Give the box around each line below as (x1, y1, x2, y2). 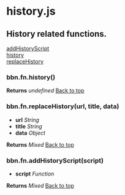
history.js (6, 4, 56, 18)
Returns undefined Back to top (6, 87, 85, 94)
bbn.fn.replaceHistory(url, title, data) (6, 102, 119, 111)
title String (15, 122, 43, 130)
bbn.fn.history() (6, 73, 56, 81)
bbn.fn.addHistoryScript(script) (6, 156, 104, 164)
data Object (15, 129, 46, 136)
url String (15, 116, 40, 123)
